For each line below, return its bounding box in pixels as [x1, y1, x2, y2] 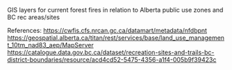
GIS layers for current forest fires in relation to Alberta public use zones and [7, 6, 224, 14]
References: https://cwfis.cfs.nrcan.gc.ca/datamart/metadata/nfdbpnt [7, 27, 207, 34]
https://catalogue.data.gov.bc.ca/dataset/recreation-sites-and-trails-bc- [7, 48, 215, 56]
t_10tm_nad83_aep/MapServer [7, 41, 94, 49]
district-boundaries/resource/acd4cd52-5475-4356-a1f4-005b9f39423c [7, 56, 217, 64]
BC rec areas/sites [7, 13, 60, 21]
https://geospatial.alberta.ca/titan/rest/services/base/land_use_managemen [7, 34, 224, 42]
